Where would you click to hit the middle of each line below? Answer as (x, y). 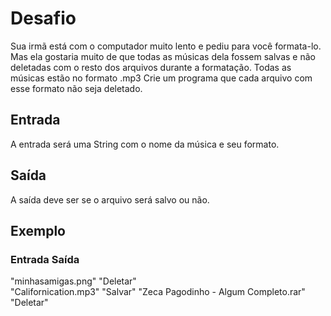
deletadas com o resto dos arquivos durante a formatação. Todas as (151, 67)
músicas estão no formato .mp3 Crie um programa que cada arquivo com (161, 78)
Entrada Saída (45, 259)
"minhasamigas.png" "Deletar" (73, 281)
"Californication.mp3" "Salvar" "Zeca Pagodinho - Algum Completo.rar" (158, 292)
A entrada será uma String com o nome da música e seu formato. (145, 144)
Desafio (43, 18)
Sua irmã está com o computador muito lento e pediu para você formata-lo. (166, 46)
